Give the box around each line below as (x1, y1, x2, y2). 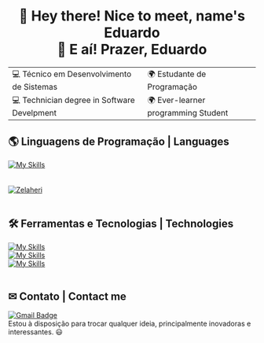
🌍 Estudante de (147, 68, 207, 79)
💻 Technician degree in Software (12, 94, 135, 105)
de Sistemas (12, 81, 57, 92)
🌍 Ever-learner (147, 94, 206, 105)
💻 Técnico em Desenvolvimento (12, 68, 132, 79)
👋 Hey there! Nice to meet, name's (18, 7, 246, 25)
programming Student (147, 107, 229, 118)
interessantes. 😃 (8, 327, 63, 337)
